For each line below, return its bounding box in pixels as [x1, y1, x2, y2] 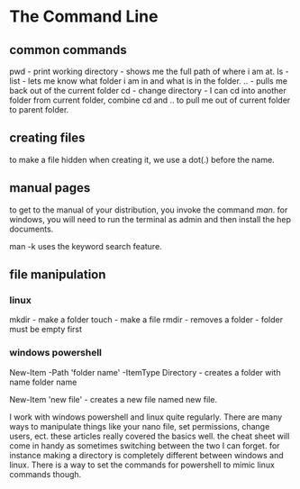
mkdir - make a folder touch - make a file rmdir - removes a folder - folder [9, 314, 284, 325]
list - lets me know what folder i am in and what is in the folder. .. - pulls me [9, 76, 288, 86]
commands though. [9, 468, 82, 479]
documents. [9, 223, 54, 234]
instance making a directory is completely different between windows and [9, 449, 284, 460]
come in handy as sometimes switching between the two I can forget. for [9, 439, 280, 451]
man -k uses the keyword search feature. [9, 240, 162, 251]
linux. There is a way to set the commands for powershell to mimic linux [9, 459, 276, 470]
